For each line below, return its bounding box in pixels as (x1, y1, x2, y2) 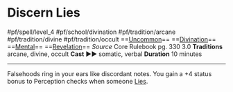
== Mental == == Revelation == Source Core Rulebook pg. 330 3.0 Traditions (7, 42, 223, 50)
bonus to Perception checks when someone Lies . (7, 77, 148, 85)
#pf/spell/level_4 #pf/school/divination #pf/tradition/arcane (7, 28, 176, 36)
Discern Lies (7, 5, 81, 21)
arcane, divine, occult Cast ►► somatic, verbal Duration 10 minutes (7, 50, 202, 58)
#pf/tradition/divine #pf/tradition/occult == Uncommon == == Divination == (7, 35, 216, 43)
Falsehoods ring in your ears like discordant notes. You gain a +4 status (7, 69, 212, 77)
